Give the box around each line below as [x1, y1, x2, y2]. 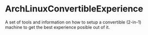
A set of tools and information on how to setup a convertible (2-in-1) [5, 19, 142, 25]
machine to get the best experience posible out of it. [5, 24, 110, 30]
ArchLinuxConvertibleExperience [5, 3, 144, 14]
